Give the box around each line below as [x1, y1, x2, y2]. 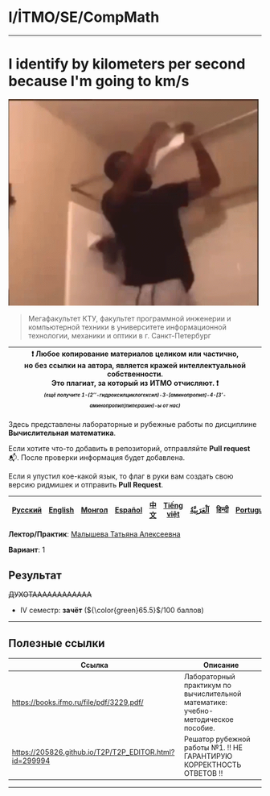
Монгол [80, 504, 108, 515]
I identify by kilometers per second [8, 55, 246, 73]
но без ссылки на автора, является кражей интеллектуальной [23, 361, 247, 371]
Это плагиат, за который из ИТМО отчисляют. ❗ [51, 379, 219, 388]
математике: [183, 697, 227, 707]
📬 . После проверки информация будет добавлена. [8, 453, 186, 462]
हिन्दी [215, 504, 229, 515]
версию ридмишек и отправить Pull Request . [8, 480, 164, 490]
